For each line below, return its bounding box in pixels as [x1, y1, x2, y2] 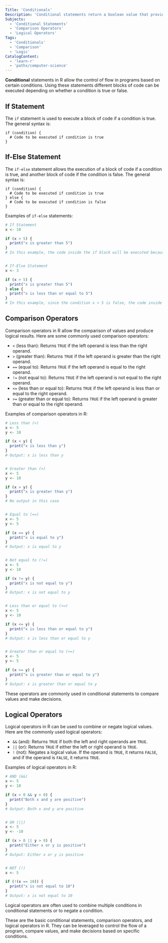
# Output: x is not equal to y [5, 590, 70, 595]
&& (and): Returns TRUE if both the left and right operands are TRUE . [12, 739, 148, 745]
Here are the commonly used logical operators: [5, 729, 102, 735]
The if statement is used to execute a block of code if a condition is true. [5, 115, 156, 121]
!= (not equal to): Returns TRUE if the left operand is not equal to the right [12, 374, 161, 381]
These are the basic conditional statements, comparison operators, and [5, 917, 152, 923]
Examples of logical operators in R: [5, 764, 77, 770]
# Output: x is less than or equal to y [5, 636, 91, 641]
